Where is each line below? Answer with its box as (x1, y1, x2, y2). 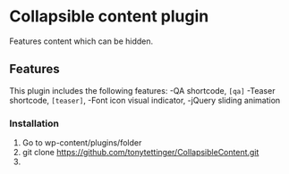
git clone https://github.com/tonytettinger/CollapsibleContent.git (21, 147, 259, 158)
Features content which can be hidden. (9, 36, 154, 46)
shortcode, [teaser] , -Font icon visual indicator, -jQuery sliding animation (9, 95, 281, 105)
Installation (9, 117, 60, 129)
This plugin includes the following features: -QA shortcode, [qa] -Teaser (9, 85, 276, 95)
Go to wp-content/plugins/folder (21, 137, 142, 148)
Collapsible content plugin (9, 6, 209, 27)
